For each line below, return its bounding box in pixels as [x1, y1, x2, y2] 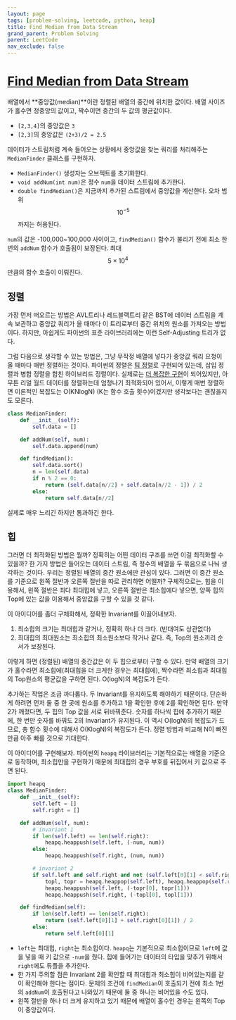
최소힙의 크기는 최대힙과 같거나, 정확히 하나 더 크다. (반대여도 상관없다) [17, 625, 211, 633]
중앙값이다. [25, 1005, 56, 1014]
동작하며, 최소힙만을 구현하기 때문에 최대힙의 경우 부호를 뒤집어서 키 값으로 [14, 758, 219, 766]
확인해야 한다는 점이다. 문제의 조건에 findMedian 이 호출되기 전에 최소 [25, 978, 214, 987]
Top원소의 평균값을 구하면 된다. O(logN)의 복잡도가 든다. [14, 675, 170, 683]
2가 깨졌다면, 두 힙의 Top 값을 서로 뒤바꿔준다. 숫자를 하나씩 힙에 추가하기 [7, 707, 209, 716]
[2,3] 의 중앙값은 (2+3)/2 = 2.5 [17, 130, 107, 138]
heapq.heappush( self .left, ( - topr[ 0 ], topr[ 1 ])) [44, 885, 190, 892]
